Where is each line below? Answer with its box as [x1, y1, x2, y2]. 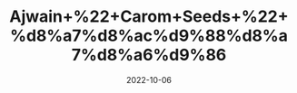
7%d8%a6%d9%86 [71, 45, 227, 65]
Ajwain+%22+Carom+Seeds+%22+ [9, 6, 289, 27]
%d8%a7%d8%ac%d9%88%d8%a [9, 25, 289, 46]
